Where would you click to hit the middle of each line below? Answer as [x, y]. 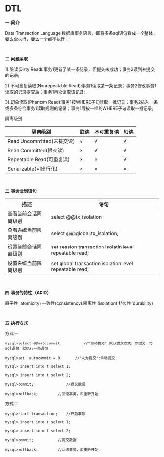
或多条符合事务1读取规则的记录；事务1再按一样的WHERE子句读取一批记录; [79, 108]
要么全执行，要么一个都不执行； [37, 39]
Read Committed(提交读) [36, 150]
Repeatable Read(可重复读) [39, 159]
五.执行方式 [17, 323]
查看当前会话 [22, 213]
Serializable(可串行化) [32, 169]
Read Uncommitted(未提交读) [41, 141]
